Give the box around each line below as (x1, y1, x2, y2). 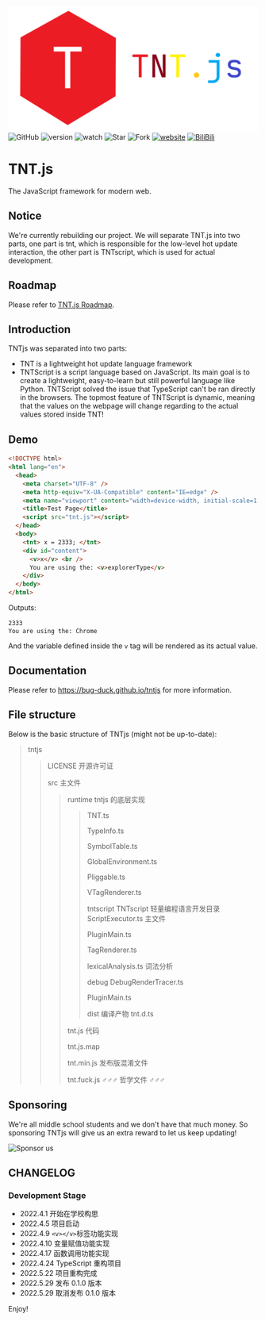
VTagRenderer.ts (86, 887, 142, 897)
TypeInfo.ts (86, 826, 125, 835)
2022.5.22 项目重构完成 (19, 1269, 98, 1278)
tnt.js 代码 (67, 1026, 100, 1035)
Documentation (8, 664, 87, 678)
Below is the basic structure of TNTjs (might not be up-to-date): (8, 729, 217, 739)
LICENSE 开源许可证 (47, 761, 113, 770)
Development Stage (8, 1189, 86, 1200)
